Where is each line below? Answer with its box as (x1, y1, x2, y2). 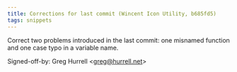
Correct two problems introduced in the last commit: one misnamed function (7, 36, 230, 44)
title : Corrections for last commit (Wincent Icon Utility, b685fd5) (7, 10, 217, 17)
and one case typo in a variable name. (7, 43, 119, 52)
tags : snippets (7, 17, 52, 24)
